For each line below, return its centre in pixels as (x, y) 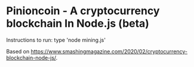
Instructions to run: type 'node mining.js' (56, 40)
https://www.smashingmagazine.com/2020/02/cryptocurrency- (109, 51)
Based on (18, 51)
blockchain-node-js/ (31, 58)
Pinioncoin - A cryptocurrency (83, 11)
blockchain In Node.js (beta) (78, 23)
